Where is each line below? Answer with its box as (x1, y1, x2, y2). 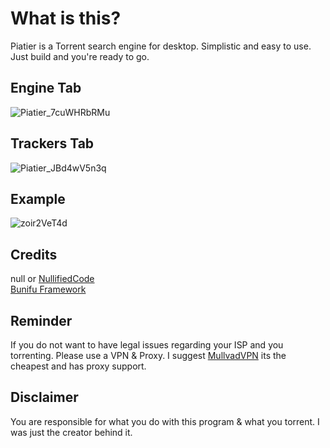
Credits (10, 246, 58, 263)
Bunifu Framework (10, 283, 87, 296)
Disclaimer (10, 389, 79, 406)
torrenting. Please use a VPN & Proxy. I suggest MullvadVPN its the (10, 350, 287, 361)
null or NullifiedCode (10, 273, 95, 285)
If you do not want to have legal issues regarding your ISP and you (10, 339, 284, 351)
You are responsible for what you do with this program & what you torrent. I (10, 415, 320, 427)
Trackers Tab (10, 135, 95, 152)
